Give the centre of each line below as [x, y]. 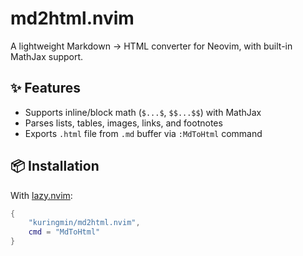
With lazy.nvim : [41, 195]
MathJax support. [47, 56]
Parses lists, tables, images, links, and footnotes [123, 123]
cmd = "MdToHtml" [64, 232]
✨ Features [45, 88]
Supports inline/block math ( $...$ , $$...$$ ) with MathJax [143, 112]
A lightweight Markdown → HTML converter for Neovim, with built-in [151, 46]
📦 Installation [55, 166]
